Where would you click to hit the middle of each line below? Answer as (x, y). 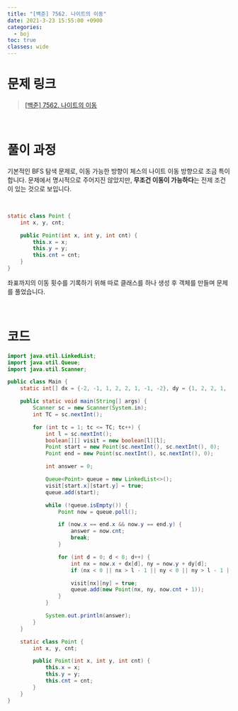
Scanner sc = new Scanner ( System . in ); (90, 408)
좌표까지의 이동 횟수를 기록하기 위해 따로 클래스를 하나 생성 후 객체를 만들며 (111, 282)
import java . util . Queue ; (44, 362)
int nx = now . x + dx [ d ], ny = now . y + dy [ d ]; (139, 564)
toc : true (22, 40)
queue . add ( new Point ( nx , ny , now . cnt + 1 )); (137, 590)
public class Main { (38, 382)
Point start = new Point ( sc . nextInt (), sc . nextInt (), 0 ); (132, 447)
